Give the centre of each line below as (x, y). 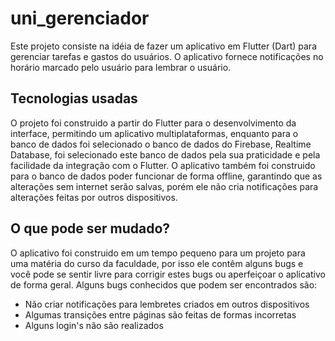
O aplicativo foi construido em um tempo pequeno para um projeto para (158, 253)
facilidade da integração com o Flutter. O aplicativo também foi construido (163, 165)
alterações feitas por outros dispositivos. (94, 197)
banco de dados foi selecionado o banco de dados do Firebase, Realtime (161, 144)
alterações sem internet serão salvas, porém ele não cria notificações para (164, 186)
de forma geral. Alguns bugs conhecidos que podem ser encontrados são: (164, 284)
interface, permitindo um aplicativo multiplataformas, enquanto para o (154, 133)
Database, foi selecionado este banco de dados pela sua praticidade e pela (165, 154)
